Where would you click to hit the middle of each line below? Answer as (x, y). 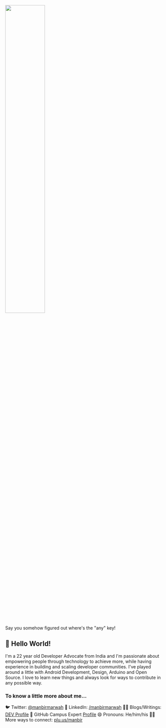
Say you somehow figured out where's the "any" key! (60, 628)
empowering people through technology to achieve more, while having (78, 661)
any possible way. (24, 683)
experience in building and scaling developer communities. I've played (78, 666)
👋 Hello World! (28, 644)
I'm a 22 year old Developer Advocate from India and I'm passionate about (82, 656)
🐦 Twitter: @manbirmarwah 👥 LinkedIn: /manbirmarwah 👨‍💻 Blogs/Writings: (84, 707)
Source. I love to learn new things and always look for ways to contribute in (83, 677)
